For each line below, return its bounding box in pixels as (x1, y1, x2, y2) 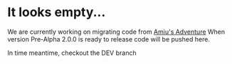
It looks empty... (7, 4, 106, 20)
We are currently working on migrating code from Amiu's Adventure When (7, 27, 226, 36)
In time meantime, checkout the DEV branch (7, 49, 137, 57)
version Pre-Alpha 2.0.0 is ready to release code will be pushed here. (7, 34, 210, 43)
